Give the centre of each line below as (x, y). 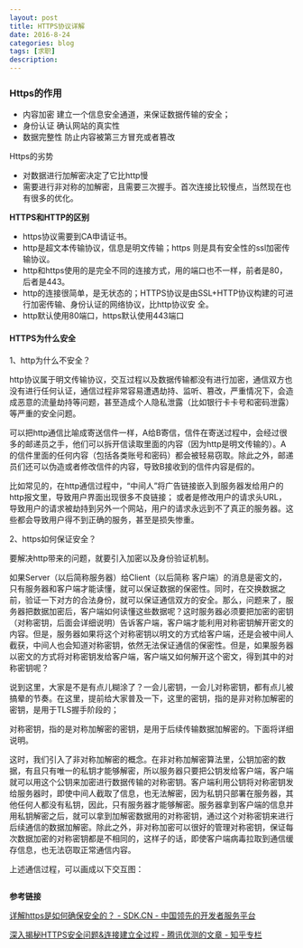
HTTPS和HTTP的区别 (50, 217)
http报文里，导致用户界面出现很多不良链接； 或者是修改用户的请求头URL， (148, 497)
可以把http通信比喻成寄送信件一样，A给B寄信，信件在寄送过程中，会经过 (144, 432)
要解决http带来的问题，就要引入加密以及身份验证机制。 (112, 558)
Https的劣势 (32, 156)
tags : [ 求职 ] (32, 52)
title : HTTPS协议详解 (47, 26)
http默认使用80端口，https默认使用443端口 (103, 316)
